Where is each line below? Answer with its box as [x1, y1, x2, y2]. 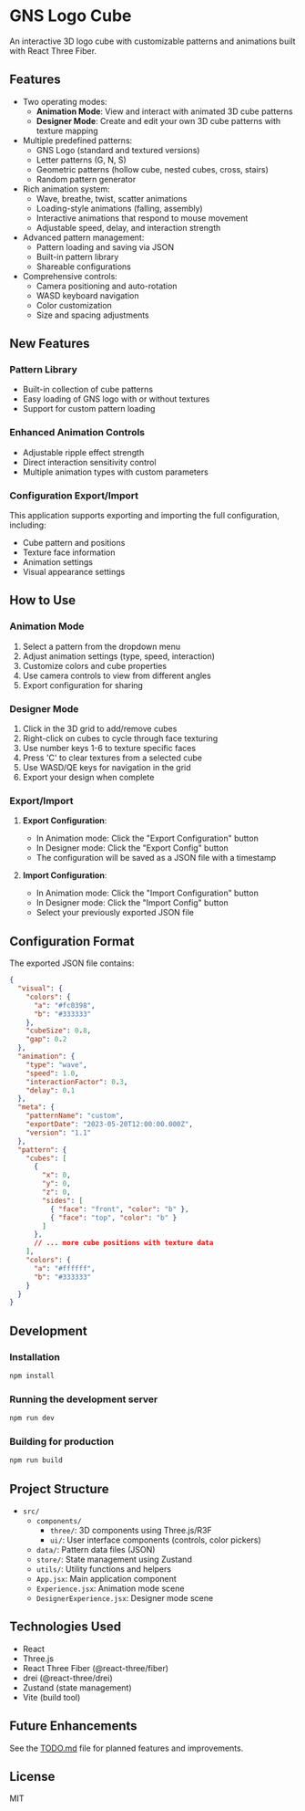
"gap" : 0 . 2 [25, 1035, 67, 1044]
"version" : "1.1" [25, 1128, 92, 1137]
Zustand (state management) [22, 1681, 132, 1693]
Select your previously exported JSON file [36, 907, 194, 918]
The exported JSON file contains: [9, 958, 135, 968]
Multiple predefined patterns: [22, 134, 133, 146]
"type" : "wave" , [25, 1060, 88, 1069]
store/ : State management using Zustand [36, 1554, 193, 1565]
